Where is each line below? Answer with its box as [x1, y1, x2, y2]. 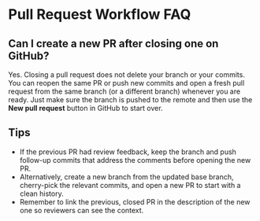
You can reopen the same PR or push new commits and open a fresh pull [8, 79, 245, 87]
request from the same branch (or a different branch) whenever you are [8, 87, 241, 96]
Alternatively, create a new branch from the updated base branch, [19, 171, 234, 182]
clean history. [19, 189, 65, 198]
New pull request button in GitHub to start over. [8, 104, 163, 112]
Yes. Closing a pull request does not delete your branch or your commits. [8, 70, 246, 79]
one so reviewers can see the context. [19, 205, 144, 215]
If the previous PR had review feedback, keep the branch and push [19, 147, 236, 157]
